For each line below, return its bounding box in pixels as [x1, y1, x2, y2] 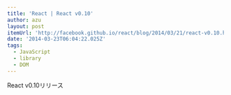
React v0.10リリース [7, 81, 64, 89]
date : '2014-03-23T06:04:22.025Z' [7, 36, 107, 43]
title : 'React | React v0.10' [7, 10, 94, 17]
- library [13, 55, 41, 62]
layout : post [7, 23, 45, 30]
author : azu [7, 17, 41, 23]
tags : [7, 42, 23, 49]
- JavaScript [13, 49, 51, 56]
